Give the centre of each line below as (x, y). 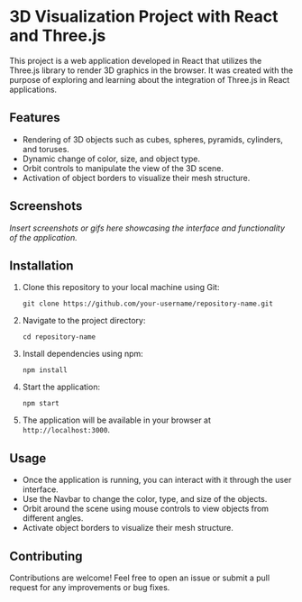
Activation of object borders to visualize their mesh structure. (136, 178)
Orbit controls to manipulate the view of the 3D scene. (123, 168)
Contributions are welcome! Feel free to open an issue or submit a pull (140, 578)
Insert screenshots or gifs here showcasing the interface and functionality (147, 228)
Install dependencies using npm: (83, 354)
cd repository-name (59, 337)
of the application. (44, 237)
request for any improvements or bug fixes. (90, 587)
